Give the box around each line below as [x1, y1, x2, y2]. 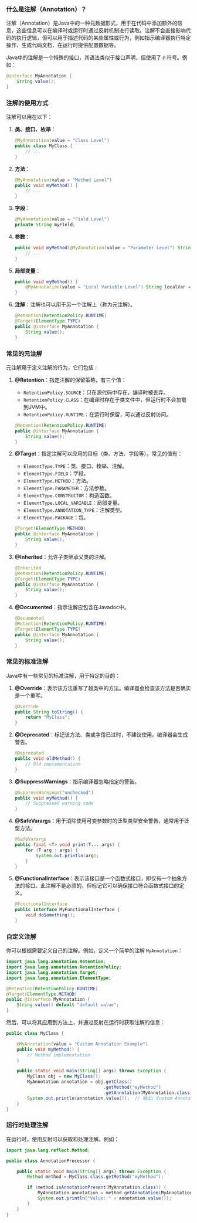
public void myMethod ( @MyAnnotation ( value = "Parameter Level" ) [14, 244, 175, 250]
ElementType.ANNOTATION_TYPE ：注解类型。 [23, 507, 125, 514]
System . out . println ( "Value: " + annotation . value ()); [37, 1195, 172, 1201]
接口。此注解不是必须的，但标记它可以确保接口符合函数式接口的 [25, 882, 179, 889]
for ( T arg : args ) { [25, 847, 78, 853]
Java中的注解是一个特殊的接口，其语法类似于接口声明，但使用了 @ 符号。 [6, 54, 183, 61]
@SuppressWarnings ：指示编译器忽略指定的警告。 [14, 778, 140, 785]
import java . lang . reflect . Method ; [6, 1147, 91, 1153]
